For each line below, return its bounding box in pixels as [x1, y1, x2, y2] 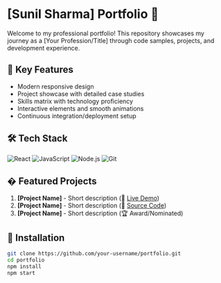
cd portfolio [7, 257, 45, 264]
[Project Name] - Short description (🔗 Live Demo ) [17, 194, 160, 203]
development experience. [7, 44, 80, 52]
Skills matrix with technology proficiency [17, 97, 134, 105]
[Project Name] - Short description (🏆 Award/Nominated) [17, 209, 184, 217]
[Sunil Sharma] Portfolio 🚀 [7, 6, 159, 22]
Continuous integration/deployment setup [17, 111, 136, 120]
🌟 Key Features [7, 64, 74, 75]
